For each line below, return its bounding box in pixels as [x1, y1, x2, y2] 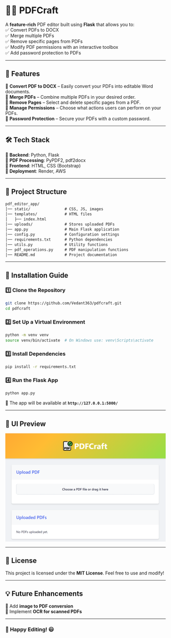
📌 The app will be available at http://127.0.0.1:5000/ [5, 400, 118, 406]
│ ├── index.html [5, 217, 47, 222]
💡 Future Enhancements [5, 590, 83, 598]
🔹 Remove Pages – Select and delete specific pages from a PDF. [5, 99, 141, 105]
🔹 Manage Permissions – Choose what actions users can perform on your [5, 104, 161, 111]
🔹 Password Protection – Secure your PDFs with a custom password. [5, 115, 151, 122]
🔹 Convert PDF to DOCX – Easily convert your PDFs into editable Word [5, 83, 154, 89]
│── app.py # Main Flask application [5, 227, 120, 232]
